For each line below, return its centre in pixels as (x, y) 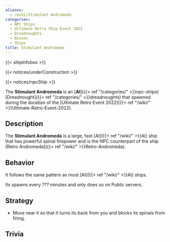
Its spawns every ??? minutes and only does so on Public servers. (74, 185)
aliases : (14, 10)
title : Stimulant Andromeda (35, 48)
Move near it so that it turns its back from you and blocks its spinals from (89, 213)
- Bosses (19, 39)
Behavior (20, 163)
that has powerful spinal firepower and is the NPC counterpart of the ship (82, 141)
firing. (19, 218)
